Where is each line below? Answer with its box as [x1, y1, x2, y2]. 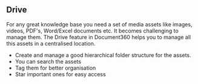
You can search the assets [15, 58, 82, 65]
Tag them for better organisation [15, 64, 96, 71]
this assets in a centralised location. [6, 40, 96, 47]
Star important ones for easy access [15, 70, 106, 77]
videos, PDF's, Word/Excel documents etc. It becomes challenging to [6, 27, 179, 34]
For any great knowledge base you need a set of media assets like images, [6, 20, 193, 28]
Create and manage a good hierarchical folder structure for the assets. [15, 51, 192, 59]
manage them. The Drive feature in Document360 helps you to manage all [6, 33, 191, 41]
